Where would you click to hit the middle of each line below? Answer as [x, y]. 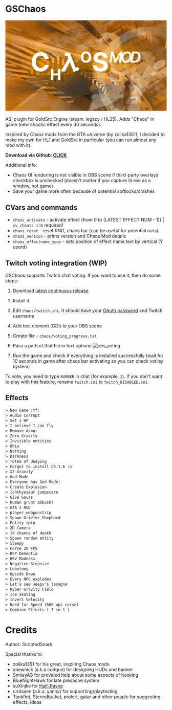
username [23, 316]
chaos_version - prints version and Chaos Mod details [69, 236]
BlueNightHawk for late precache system [56, 680]
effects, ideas [27, 702]
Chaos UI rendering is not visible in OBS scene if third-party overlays [85, 175]
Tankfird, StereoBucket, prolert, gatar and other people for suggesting [87, 697]
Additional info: [21, 165]
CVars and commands [41, 207]
